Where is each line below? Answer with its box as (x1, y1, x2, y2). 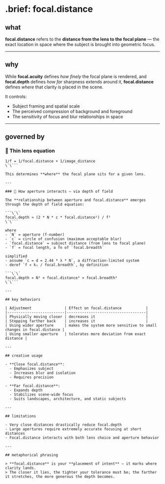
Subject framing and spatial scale (12, 103, 80, 109)
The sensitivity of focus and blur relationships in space (12, 114, 123, 120)
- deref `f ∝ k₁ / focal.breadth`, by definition (5, 262, 109, 267)
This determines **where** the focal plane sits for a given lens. (5, 171, 146, 176)
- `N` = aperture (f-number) (5, 232, 65, 237)
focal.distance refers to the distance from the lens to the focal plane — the (5, 36, 160, 42)
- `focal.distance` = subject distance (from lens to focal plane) (5, 241, 146, 245)
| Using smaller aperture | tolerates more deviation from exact (5, 331, 146, 336)
